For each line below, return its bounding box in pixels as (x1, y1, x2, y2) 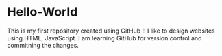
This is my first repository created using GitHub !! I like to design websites (7, 27, 215, 35)
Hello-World (7, 4, 78, 20)
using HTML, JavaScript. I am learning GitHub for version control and (7, 33, 202, 42)
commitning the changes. (7, 41, 79, 49)
